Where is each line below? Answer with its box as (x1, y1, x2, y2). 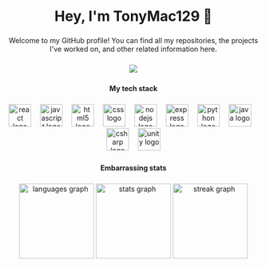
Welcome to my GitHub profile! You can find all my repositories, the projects (8, 36, 259, 46)
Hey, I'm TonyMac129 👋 (54, 7, 212, 26)
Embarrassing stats (100, 163, 167, 173)
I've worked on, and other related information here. (50, 44, 217, 54)
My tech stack (109, 83, 158, 93)
